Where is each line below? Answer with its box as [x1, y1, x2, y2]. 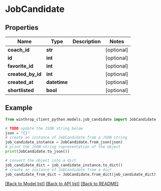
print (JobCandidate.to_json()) [5, 149, 70, 154]
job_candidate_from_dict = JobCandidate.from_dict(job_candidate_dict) [5, 172, 156, 177]
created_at [7, 79, 34, 86]
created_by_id [7, 71, 42, 78]
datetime [46, 79, 68, 86]
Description [72, 38, 101, 45]
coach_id [7, 46, 30, 53]
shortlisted [7, 87, 34, 94]
